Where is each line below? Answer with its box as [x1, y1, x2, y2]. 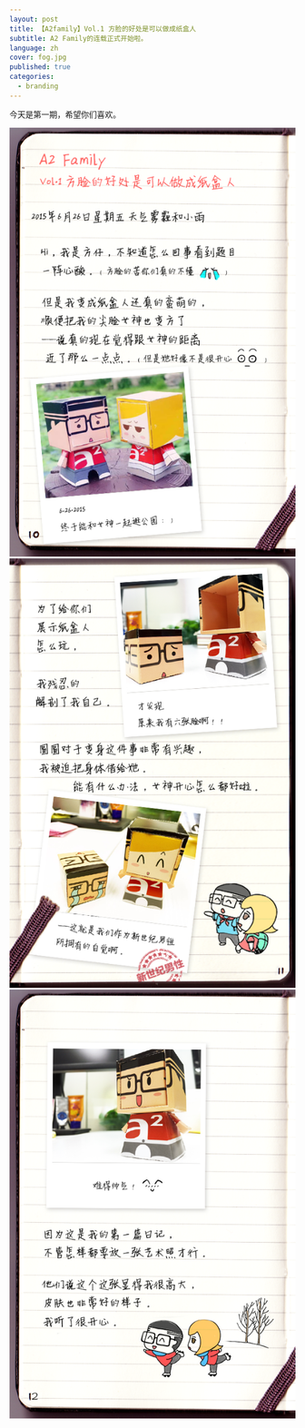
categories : [9, 73, 54, 82]
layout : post [9, 15, 59, 24]
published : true [9, 63, 71, 72]
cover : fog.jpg [9, 53, 67, 63]
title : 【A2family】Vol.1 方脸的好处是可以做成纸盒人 [9, 24, 197, 34]
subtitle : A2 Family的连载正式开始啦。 [9, 34, 148, 43]
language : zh [9, 44, 59, 53]
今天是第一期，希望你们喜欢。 [9, 109, 121, 120]
